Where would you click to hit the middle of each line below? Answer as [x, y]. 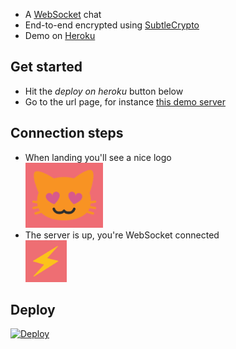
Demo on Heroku [60, 35]
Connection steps [67, 133]
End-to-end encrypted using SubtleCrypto [112, 25]
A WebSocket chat [63, 14]
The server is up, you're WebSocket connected [122, 235]
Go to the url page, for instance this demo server [125, 101]
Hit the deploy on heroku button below [104, 91]
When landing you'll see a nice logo [98, 157]
